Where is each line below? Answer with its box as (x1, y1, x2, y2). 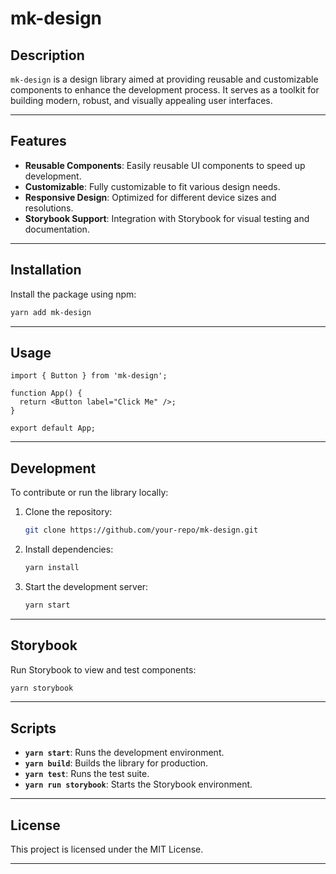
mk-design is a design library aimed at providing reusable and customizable (10, 73, 319, 85)
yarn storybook (10, 683, 74, 693)
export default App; (10, 423, 97, 434)
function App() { (10, 388, 83, 399)
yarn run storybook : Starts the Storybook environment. (24, 778, 253, 791)
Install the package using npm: (10, 288, 137, 300)
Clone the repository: (24, 506, 113, 518)
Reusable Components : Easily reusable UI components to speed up (24, 159, 306, 171)
